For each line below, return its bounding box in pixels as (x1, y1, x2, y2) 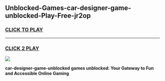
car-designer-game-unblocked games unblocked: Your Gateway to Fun (5, 65, 154, 71)
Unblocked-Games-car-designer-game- (5, 4, 132, 12)
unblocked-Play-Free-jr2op (5, 12, 91, 20)
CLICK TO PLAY (5, 27, 43, 33)
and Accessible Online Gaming (5, 70, 69, 76)
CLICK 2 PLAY (5, 45, 39, 52)
